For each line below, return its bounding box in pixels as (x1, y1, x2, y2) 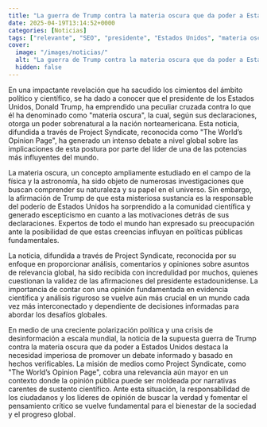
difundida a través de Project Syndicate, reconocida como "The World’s (8, 127, 243, 137)
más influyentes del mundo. (8, 152, 99, 162)
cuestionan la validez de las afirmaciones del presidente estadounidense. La (8, 275, 258, 286)
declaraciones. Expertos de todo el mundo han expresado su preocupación (8, 218, 255, 228)
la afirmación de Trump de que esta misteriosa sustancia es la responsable (8, 193, 254, 202)
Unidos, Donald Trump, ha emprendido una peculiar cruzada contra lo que (8, 102, 252, 111)
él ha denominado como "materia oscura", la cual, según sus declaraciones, (8, 110, 257, 120)
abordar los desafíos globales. (8, 310, 107, 319)
